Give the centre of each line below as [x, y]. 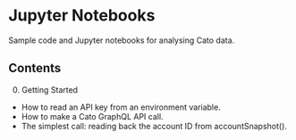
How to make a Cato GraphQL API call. [92, 116]
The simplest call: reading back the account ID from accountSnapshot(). [154, 126]
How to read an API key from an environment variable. [121, 107]
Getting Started [49, 89]
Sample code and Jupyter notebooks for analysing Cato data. [122, 40]
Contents [35, 68]
